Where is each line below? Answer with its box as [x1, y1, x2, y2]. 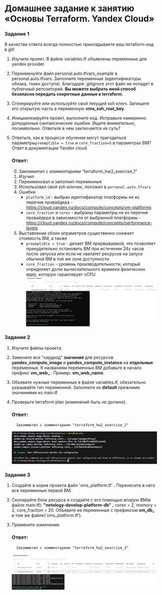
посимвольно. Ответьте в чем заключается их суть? [11, 126, 120, 131]
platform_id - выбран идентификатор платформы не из [26, 194, 140, 200]
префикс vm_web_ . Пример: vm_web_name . [11, 370, 104, 376]
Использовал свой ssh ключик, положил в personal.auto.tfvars [18, 184, 151, 190]
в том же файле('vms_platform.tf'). [11, 513, 82, 518]
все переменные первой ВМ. [11, 488, 72, 494]
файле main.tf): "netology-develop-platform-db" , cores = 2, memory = [11, 502, 157, 508]
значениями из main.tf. [11, 389, 59, 395]
